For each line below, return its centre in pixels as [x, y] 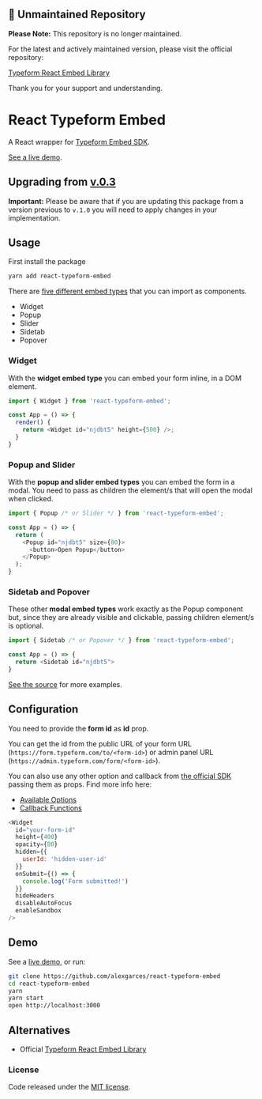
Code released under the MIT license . [69, 1087]
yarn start [26, 998]
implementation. [34, 217]
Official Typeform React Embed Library [83, 1049]
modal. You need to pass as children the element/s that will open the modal [130, 490]
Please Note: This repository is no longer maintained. [95, 33]
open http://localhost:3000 [54, 1006]
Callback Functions [51, 808]
